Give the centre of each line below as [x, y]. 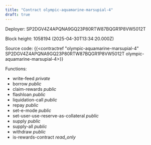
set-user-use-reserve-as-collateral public [55, 115]
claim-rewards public [34, 89]
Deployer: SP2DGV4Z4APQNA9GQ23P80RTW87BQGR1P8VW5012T [75, 29]
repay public [25, 105]
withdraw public [29, 131]
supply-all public [30, 126]
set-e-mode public [32, 110]
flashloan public [29, 94]
